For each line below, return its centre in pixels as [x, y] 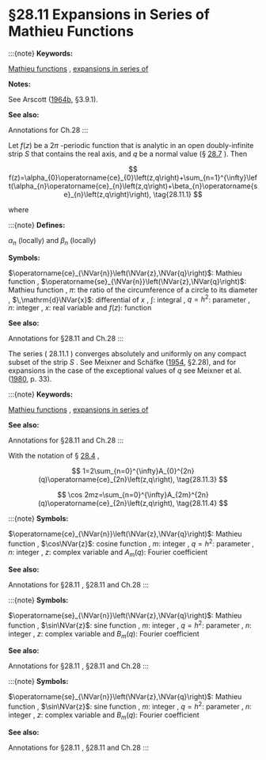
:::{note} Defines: [37, 225]
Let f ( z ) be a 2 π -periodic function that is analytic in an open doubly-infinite [131, 145]
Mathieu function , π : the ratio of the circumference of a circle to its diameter [133, 290]
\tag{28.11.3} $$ [202, 480]
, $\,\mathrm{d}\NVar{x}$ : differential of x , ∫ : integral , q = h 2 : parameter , [129, 298]
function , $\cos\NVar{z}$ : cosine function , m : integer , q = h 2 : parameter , [131, 543]
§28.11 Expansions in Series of [109, 15]
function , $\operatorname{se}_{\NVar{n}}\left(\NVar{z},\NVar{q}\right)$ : [127, 281]
